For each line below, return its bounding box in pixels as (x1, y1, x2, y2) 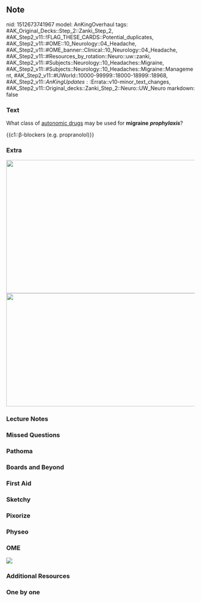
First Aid (6, 480, 32, 488)
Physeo (6, 528, 29, 536)
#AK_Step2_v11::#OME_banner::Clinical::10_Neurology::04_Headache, (6, 46, 178, 53)
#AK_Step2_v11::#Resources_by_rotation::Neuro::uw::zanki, (6, 52, 151, 59)
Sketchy (6, 495, 31, 504)
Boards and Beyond (6, 463, 65, 472)
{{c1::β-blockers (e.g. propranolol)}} (6, 131, 95, 139)
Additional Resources (6, 572, 70, 580)
